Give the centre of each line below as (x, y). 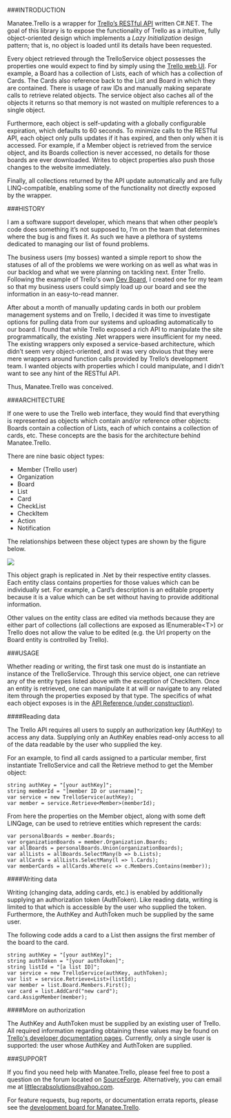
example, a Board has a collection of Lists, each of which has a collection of (115, 73)
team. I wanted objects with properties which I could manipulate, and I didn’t (115, 366)
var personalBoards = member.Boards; (61, 836)
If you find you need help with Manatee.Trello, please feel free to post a (109, 1072)
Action (27, 521)
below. (17, 549)
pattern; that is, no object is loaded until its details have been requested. (110, 45)
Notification (33, 528)
